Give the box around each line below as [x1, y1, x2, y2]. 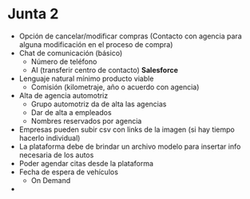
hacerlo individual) [18, 133, 81, 142]
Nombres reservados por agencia [30, 116, 142, 125]
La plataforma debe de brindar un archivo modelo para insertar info [18, 141, 241, 151]
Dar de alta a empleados [30, 107, 113, 117]
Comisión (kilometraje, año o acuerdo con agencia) [30, 82, 200, 92]
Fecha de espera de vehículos [18, 167, 119, 177]
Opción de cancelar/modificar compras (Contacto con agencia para [18, 31, 243, 41]
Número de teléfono [30, 57, 97, 66]
